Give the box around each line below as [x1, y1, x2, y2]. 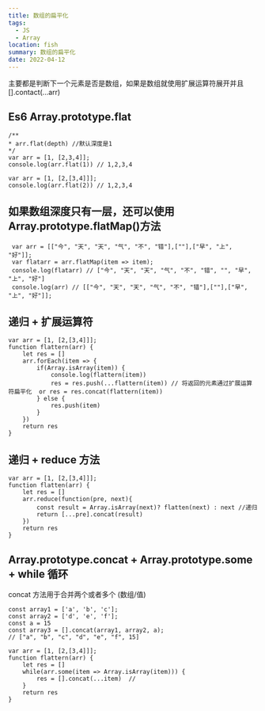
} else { [36, 395, 66, 403]
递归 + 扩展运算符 [8, 314, 93, 329]
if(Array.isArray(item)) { [36, 364, 126, 372]
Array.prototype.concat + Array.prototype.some [8, 553, 253, 566]
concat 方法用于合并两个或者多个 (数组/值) [8, 589, 146, 599]
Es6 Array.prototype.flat [8, 110, 132, 124]
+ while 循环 [8, 567, 69, 580]
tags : [8, 19, 26, 27]
